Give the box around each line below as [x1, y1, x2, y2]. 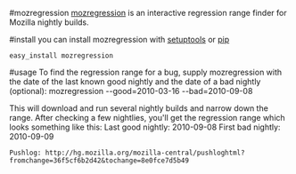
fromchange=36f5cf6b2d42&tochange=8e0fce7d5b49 [9, 156, 190, 165]
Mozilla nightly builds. [9, 17, 89, 28]
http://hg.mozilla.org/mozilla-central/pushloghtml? [45, 148, 245, 157]
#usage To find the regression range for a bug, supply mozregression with [9, 67, 283, 77]
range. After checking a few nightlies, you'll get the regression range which [9, 113, 285, 123]
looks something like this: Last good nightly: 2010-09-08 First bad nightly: [9, 122, 281, 132]
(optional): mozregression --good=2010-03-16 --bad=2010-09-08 [9, 86, 253, 96]
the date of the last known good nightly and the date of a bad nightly [9, 76, 261, 87]
